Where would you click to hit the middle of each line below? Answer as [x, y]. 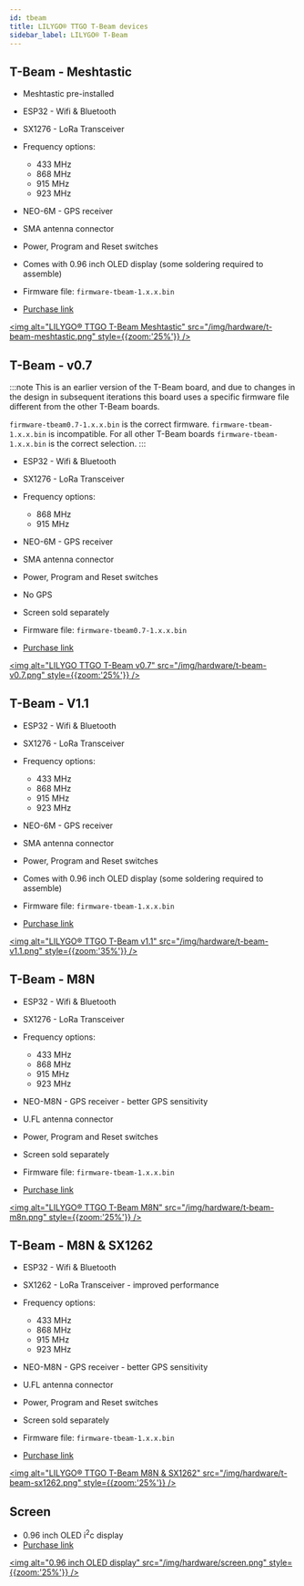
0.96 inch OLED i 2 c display [73, 1534]
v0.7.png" [27, 675]
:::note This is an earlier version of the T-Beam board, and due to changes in [152, 387]
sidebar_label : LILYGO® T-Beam [69, 35]
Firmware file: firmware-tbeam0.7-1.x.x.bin [105, 630]
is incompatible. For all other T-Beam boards [132, 434]
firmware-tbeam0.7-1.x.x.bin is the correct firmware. [110, 424]
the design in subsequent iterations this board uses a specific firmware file [149, 397]
